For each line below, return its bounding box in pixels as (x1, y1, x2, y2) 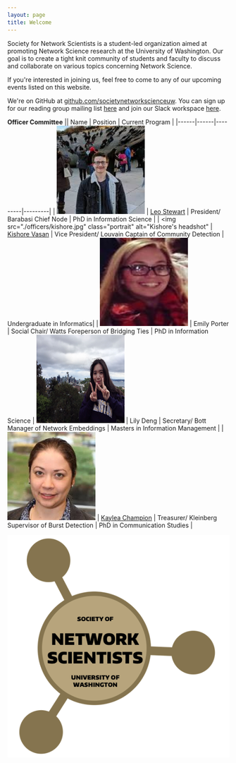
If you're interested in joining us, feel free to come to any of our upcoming (7, 75, 222, 84)
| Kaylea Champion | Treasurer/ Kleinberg (97, 513, 217, 522)
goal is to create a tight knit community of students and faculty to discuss (7, 54, 221, 63)
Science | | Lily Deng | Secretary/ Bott (7, 416, 206, 425)
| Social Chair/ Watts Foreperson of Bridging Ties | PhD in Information (7, 327, 209, 335)
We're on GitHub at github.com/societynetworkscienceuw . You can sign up (7, 96, 225, 105)
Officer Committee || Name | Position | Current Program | (7, 117, 175, 126)
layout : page (7, 11, 46, 18)
